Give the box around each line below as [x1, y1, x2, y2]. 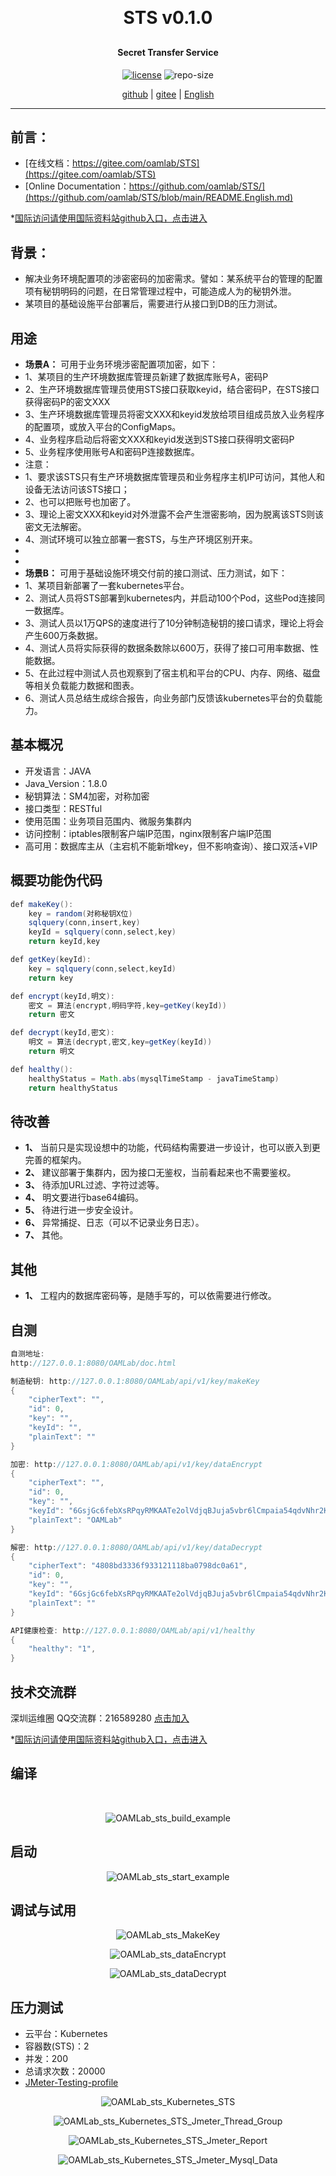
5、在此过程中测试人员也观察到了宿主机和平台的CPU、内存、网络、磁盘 [24, 667, 321, 679]
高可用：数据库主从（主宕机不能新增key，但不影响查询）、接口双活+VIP [24, 840, 318, 852]
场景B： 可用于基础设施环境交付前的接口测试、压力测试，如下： [24, 567, 288, 579]
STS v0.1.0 [123, 7, 213, 29]
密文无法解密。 [24, 521, 87, 533]
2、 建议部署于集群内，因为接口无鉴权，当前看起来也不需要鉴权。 [24, 1167, 297, 1179]
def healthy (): [10, 1064, 74, 1074]
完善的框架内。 [24, 1154, 87, 1166]
